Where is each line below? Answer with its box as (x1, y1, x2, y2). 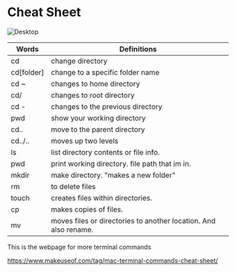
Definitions (119, 44, 157, 53)
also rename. (51, 224, 93, 234)
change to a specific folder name (51, 67, 160, 77)
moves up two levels (51, 136, 119, 145)
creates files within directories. (51, 193, 152, 202)
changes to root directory (51, 90, 135, 100)
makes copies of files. (51, 205, 124, 214)
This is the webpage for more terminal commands (7, 242, 152, 251)
